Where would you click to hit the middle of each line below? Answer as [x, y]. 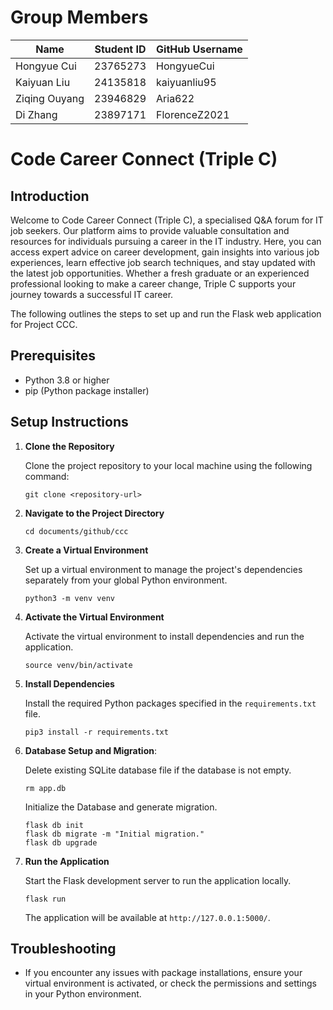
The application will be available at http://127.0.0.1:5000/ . [147, 917]
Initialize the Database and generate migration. [121, 807]
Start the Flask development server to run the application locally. [158, 880]
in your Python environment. [83, 994]
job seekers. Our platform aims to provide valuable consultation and [150, 230]
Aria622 [175, 98]
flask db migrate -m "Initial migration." [114, 834]
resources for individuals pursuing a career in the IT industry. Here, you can [166, 241]
